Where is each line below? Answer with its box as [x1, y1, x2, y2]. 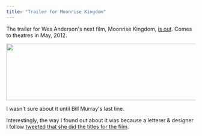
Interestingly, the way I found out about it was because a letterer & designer [6, 116, 194, 123]
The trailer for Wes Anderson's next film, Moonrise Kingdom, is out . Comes [6, 25, 192, 32]
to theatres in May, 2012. [6, 31, 67, 39]
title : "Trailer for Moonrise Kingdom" [6, 8, 106, 15]
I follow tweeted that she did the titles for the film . [6, 123, 129, 130]
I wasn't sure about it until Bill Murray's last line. [6, 105, 124, 112]
